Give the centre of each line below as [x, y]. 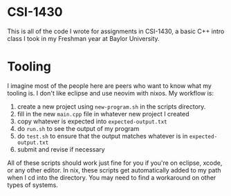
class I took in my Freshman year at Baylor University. [84, 38]
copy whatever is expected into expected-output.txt [92, 121]
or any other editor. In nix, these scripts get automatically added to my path [114, 170]
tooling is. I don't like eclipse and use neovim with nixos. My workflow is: [111, 93]
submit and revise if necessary [61, 149]
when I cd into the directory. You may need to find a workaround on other [112, 177]
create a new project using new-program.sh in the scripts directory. [111, 106]
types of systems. [33, 185]
